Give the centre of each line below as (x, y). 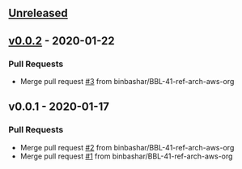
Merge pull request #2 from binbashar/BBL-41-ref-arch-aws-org (127, 147)
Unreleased (38, 13)
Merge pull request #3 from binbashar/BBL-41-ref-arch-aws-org (127, 82)
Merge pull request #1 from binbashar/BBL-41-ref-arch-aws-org (126, 156)
